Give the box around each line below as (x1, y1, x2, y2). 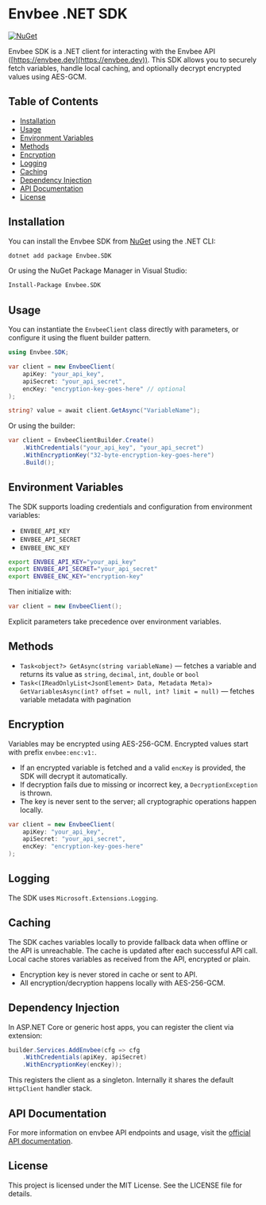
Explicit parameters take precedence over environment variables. (8, 617, 222, 627)
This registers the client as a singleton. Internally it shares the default (8, 1075, 234, 1085)
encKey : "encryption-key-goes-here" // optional (22, 385, 187, 393)
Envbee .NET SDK (8, 5, 129, 23)
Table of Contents (8, 95, 99, 108)
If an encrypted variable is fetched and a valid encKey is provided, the (19, 763, 246, 772)
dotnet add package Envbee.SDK (8, 251, 112, 259)
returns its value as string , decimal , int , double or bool (19, 669, 200, 678)
